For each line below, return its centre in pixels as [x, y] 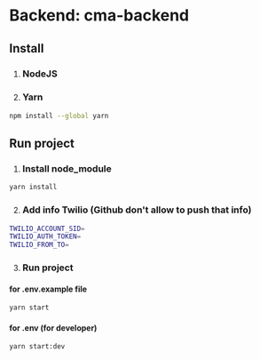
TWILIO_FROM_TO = [39, 245]
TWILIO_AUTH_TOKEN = [45, 236]
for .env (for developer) [53, 328]
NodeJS [39, 74]
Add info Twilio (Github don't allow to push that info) [137, 210]
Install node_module [67, 168]
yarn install [33, 188]
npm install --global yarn [59, 116]
